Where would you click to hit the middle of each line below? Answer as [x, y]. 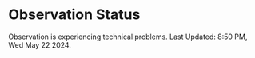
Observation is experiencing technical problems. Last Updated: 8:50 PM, [128, 37]
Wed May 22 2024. [40, 44]
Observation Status [74, 15]
